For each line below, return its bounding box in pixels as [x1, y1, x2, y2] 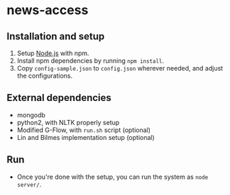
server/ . [16, 179, 42, 189]
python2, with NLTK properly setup [16, 118, 120, 126]
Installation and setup [6, 30, 105, 42]
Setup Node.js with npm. [16, 49, 89, 57]
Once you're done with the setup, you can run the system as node [16, 172, 209, 181]
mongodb [16, 110, 45, 119]
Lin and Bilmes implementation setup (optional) [16, 133, 155, 141]
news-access [6, 2, 89, 18]
